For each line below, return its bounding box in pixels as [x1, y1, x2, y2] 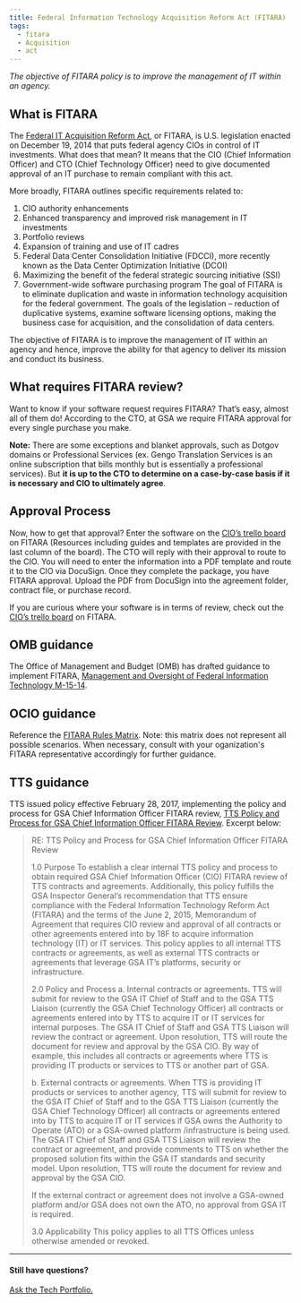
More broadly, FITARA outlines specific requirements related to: [9, 185, 244, 196]
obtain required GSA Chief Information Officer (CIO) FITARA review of [30, 871, 288, 882]
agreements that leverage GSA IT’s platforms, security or [30, 957, 242, 967]
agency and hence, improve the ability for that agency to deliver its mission [9, 344, 287, 355]
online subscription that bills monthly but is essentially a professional [9, 459, 263, 469]
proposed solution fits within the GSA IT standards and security [30, 1153, 266, 1164]
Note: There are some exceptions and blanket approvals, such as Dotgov [9, 440, 279, 450]
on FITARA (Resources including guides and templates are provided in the [9, 536, 281, 547]
